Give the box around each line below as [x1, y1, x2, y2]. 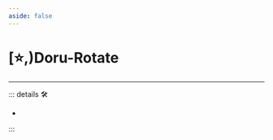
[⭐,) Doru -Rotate [8, 48, 119, 67]
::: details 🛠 [8, 89, 49, 98]
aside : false [8, 11, 53, 20]
